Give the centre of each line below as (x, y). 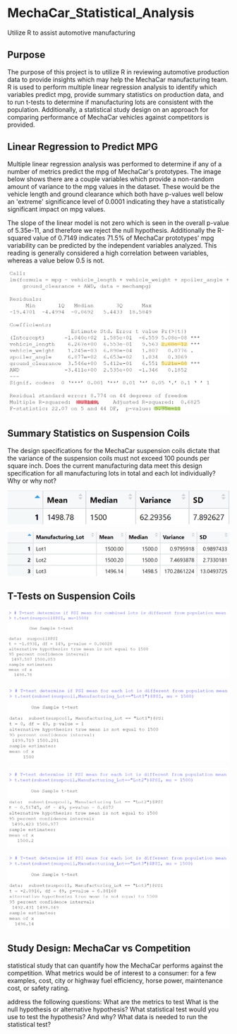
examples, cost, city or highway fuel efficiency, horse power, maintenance (115, 980)
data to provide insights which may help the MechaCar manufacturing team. (117, 79)
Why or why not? (32, 481)
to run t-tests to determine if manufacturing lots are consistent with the (110, 102)
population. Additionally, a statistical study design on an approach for (108, 109)
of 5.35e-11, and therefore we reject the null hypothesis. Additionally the (112, 230)
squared (19, 238)
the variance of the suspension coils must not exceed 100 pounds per (109, 458)
